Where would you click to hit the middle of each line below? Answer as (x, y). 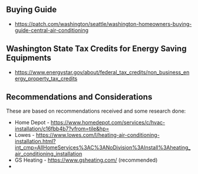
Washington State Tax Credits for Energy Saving (96, 49)
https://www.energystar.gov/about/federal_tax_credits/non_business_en (102, 72)
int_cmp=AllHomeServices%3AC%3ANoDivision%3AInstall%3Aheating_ (103, 147)
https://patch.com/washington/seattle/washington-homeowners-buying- (103, 24)
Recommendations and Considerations (79, 97)
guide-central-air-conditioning (52, 30)
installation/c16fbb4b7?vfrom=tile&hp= (62, 129)
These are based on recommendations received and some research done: (96, 111)
